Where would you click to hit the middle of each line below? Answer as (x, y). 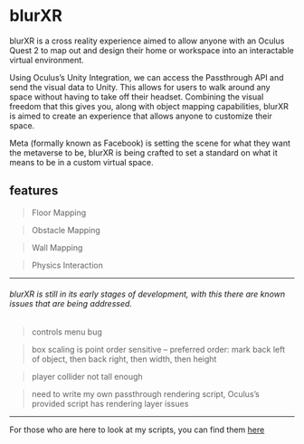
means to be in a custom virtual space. (81, 162)
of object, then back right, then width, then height (124, 359)
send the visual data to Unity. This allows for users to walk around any (140, 87)
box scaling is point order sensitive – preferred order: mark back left (158, 349)
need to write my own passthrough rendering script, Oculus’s (145, 393)
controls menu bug (66, 332)
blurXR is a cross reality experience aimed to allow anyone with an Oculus (147, 41)
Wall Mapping (57, 247)
